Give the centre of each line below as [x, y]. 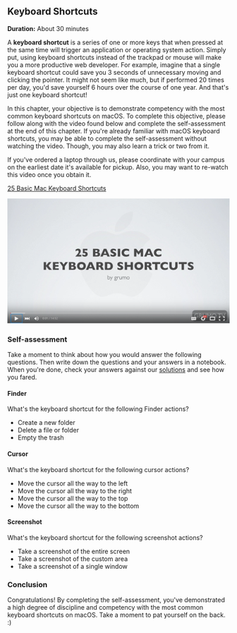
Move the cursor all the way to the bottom [78, 506]
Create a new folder [46, 423]
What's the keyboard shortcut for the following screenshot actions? [105, 537]
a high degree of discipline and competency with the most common [105, 607]
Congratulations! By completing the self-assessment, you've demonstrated [116, 600]
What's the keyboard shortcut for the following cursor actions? [98, 469]
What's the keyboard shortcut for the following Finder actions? [98, 409]
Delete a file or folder [48, 430]
